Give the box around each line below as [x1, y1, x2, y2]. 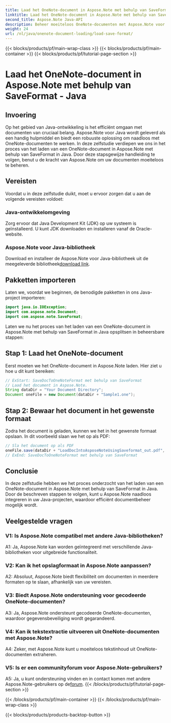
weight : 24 [5, 27, 28, 32]
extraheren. [33, 651, 58, 657]
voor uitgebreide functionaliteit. [32, 549, 98, 555]
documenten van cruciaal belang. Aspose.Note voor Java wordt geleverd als [5, 130, 166, 135]
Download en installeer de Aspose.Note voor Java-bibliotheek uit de [5, 255, 149, 262]
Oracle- [136, 226, 152, 232]
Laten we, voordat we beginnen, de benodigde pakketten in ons [5, 289, 139, 295]
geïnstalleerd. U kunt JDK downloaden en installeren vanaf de [5, 226, 135, 232]
